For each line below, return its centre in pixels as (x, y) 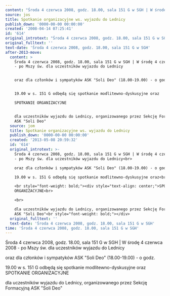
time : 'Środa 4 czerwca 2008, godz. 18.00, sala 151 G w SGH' (72, 228)
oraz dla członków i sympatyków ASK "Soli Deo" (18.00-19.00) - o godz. (80, 258)
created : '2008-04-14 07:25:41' (39, 29)
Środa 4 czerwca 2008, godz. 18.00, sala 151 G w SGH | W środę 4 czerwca (84, 243)
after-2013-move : (24, 52)
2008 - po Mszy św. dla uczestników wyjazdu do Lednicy (65, 248)
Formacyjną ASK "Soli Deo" (34, 288)
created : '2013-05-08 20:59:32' (44, 140)
